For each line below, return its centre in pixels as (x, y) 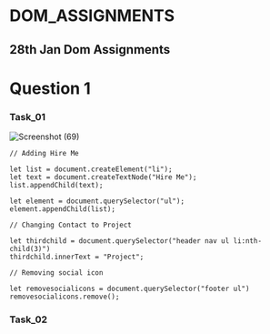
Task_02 (29, 319)
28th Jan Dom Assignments (90, 50)
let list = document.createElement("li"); (91, 169)
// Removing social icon (56, 273)
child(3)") (30, 249)
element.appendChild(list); (63, 209)
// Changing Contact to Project (70, 225)
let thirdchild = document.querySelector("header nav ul (120, 241)
